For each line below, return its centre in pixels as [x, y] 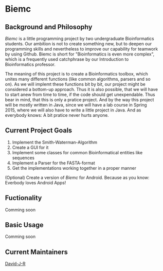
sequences [23, 158]
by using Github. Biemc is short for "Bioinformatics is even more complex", [80, 54]
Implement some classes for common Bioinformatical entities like [77, 152]
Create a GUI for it [30, 147]
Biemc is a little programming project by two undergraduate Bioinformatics [80, 38]
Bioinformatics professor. [30, 64]
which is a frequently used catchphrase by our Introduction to [67, 59]
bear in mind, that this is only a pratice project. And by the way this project [80, 100]
